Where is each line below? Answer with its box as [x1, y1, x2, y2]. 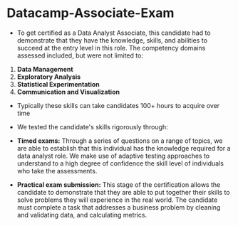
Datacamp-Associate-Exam [6, 5, 175, 21]
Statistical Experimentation [16, 80, 100, 88]
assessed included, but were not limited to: [16, 51, 144, 60]
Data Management [16, 65, 73, 73]
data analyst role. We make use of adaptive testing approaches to [16, 151, 210, 160]
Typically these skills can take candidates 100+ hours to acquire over [16, 101, 220, 109]
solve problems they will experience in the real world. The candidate [16, 195, 218, 204]
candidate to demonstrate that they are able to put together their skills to [16, 188, 230, 196]
